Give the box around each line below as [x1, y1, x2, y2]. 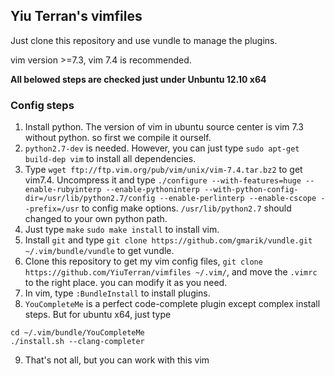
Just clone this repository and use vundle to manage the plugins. [10, 34, 278, 46]
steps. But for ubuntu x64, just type [24, 309, 172, 321]
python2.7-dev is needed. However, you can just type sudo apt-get [24, 142, 300, 154]
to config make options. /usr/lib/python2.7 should [81, 202, 292, 214]
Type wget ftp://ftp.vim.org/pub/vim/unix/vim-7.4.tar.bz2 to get [24, 164, 303, 176]
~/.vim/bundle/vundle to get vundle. [24, 245, 175, 257]
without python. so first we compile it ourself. [24, 132, 212, 144]
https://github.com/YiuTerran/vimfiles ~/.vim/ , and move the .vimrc [24, 266, 318, 278]
